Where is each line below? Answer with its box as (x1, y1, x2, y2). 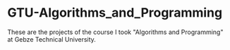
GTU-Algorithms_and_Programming (7, 5, 223, 21)
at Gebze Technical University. (7, 35, 97, 43)
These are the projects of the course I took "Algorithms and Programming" (7, 28, 224, 36)
